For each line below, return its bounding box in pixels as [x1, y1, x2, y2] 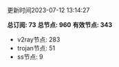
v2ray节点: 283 [17, 35, 61, 44]
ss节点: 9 [17, 52, 43, 61]
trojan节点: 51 [17, 44, 56, 52]
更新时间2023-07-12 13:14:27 [7, 6, 90, 14]
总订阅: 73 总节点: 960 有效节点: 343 [7, 21, 112, 29]
